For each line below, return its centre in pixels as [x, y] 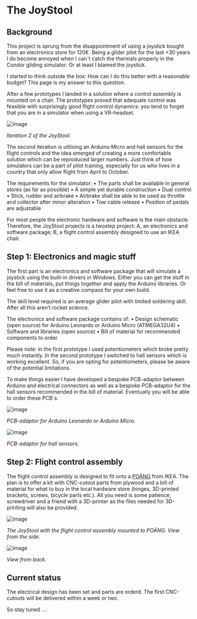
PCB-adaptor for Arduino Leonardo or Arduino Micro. [71, 421]
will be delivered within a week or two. [72, 598]
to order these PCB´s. [33, 398]
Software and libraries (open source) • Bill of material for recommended [94, 331]
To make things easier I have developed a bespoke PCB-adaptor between [96, 379]
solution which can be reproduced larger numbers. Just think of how [89, 159]
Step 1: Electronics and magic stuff [72, 257]
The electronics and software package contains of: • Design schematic [93, 319]
